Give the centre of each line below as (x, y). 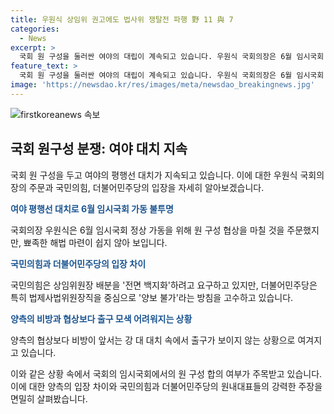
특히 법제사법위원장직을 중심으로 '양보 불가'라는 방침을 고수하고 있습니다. (152, 297)
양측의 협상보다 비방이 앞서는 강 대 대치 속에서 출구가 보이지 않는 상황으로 (153, 340)
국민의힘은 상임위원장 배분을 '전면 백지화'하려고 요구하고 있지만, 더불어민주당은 (164, 285)
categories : (35, 29)
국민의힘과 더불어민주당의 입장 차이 (78, 263)
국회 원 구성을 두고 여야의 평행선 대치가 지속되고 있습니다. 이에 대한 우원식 (154, 175)
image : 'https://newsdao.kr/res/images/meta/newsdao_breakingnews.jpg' (162, 85)
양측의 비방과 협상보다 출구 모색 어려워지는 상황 (101, 318)
